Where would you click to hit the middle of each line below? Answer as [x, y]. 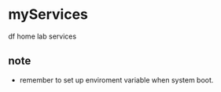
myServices [48, 15]
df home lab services [42, 36]
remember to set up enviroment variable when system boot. [116, 79]
